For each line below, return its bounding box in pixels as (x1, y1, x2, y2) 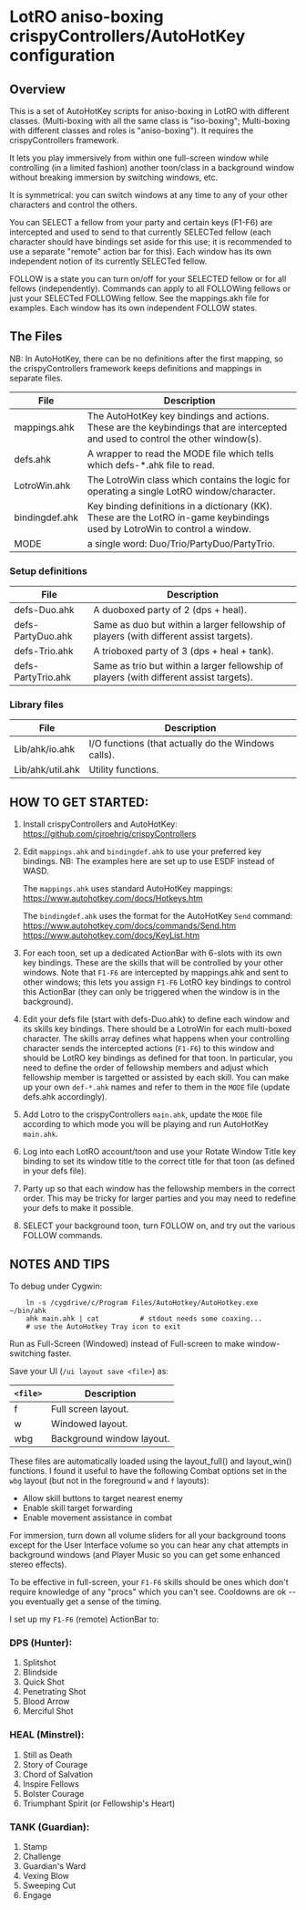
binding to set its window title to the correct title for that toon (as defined (22, 1156, 296, 1167)
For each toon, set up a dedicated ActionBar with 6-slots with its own (22, 947, 282, 959)
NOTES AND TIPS (9, 1257, 111, 1272)
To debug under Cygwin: (9, 1280, 103, 1292)
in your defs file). (22, 1165, 87, 1176)
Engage (22, 1889, 52, 1900)
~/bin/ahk (9, 1307, 47, 1316)
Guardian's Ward (22, 1860, 87, 1872)
